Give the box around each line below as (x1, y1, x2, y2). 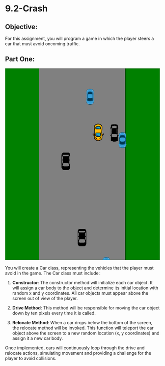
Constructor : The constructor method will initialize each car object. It (12, 280, 153, 286)
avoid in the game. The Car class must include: (5, 270, 100, 276)
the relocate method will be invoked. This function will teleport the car (12, 325, 154, 331)
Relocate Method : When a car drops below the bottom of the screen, (12, 320, 153, 326)
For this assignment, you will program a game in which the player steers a (5, 35, 154, 41)
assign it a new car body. (12, 335, 63, 341)
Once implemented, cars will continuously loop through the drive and (5, 345, 145, 351)
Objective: (5, 23, 38, 31)
